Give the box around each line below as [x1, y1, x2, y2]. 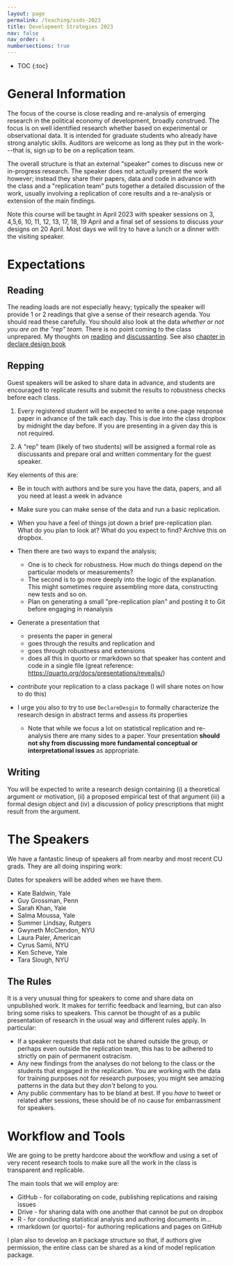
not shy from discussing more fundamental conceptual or [27, 739, 198, 747]
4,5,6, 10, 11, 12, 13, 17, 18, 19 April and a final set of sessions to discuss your [7, 217, 224, 226]
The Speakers [7, 831, 90, 847]
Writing [7, 767, 40, 779]
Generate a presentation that [17, 618, 100, 627]
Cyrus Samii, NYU [17, 941, 70, 949]
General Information [7, 86, 127, 102]
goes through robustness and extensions [27, 646, 145, 655]
